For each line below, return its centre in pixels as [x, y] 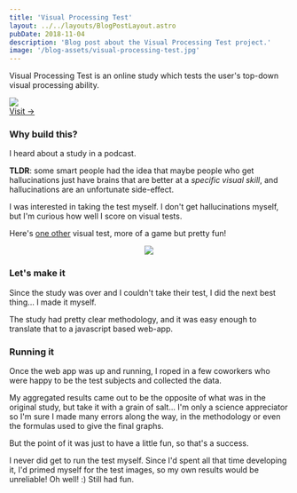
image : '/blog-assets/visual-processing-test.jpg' [105, 51]
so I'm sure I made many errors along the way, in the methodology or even [145, 417]
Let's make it [38, 274]
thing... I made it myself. [53, 302]
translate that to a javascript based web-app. [91, 329]
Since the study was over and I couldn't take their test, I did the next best [143, 292]
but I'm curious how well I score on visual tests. [96, 216]
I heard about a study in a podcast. [73, 154]
